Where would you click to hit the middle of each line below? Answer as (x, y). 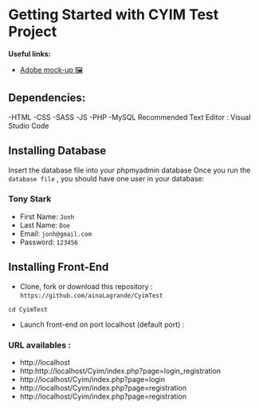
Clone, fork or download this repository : (86, 286)
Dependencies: (47, 98)
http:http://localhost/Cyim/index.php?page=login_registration (120, 371)
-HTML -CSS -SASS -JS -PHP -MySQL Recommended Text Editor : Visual (129, 117)
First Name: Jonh (47, 216)
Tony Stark (30, 199)
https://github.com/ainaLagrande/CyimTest (91, 296)
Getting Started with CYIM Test (114, 15)
